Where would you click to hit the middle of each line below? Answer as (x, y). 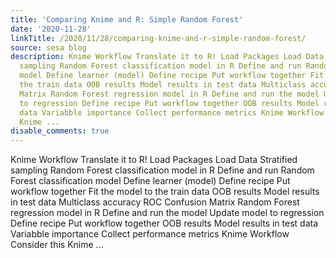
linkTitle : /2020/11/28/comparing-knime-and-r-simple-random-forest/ (158, 38)
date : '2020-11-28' (51, 29)
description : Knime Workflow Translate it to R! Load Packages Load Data (167, 57)
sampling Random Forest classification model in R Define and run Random (162, 170)
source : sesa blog (48, 47)
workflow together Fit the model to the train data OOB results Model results (165, 192)
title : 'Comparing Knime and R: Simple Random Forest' (127, 19)
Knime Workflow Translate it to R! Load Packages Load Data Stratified (154, 160)
